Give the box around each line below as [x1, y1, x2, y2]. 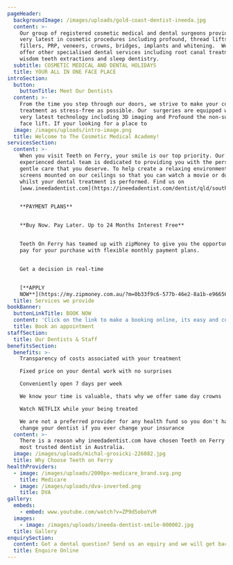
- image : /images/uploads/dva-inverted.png [13, 482, 141, 490]
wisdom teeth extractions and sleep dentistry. [19, 56, 159, 63]
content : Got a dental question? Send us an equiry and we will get [13, 541, 216, 548]
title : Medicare [19, 476, 67, 483]
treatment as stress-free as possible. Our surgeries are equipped [19, 107, 222, 114]
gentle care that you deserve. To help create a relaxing [19, 165, 191, 172]
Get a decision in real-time [19, 265, 104, 272]
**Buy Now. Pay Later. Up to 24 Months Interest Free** [19, 222, 185, 229]
